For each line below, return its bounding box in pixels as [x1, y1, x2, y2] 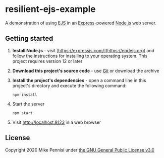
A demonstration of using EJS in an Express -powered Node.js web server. [5, 20, 157, 26]
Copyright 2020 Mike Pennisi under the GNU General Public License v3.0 [5, 147, 155, 153]
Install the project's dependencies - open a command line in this [12, 77, 146, 83]
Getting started [5, 34, 54, 43]
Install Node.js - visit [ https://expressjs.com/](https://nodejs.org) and [12, 47, 155, 53]
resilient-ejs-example [5, 3, 96, 15]
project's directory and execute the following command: [12, 82, 127, 88]
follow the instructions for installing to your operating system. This [12, 53, 148, 59]
